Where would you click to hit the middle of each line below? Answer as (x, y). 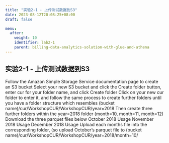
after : (17, 33)
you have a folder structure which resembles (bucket (60, 103)
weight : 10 (26, 38)
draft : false (19, 19)
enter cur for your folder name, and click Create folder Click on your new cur (84, 92)
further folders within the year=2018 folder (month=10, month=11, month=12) (84, 114)
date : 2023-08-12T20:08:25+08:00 (40, 15)
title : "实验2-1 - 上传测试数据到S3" (41, 10)
